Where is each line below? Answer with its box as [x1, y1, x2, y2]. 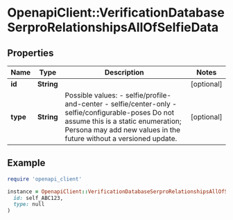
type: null [13, 201, 45, 208]
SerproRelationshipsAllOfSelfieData [7, 19, 219, 35]
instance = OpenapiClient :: [7, 188, 89, 195]
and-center [64, 99, 103, 109]
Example [7, 157, 46, 169]
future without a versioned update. [64, 134, 178, 143]
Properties [7, 47, 54, 59]
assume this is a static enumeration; [64, 116, 182, 126]
